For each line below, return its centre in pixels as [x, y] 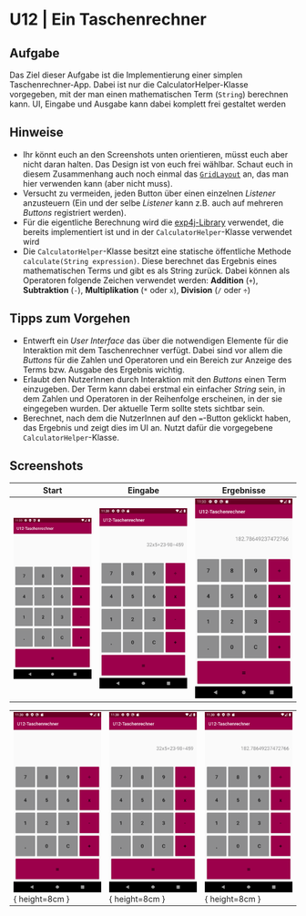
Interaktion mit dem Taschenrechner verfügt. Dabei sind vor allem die [153, 350]
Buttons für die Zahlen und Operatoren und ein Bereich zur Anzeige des [157, 360]
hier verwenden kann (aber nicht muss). [97, 183]
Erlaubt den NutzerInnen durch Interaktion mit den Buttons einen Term [154, 379]
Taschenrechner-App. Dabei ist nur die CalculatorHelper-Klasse [129, 85]
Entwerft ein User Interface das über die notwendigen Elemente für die [155, 341]
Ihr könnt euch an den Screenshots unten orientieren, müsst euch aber [155, 154]
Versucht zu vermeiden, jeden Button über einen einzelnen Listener [149, 193]
